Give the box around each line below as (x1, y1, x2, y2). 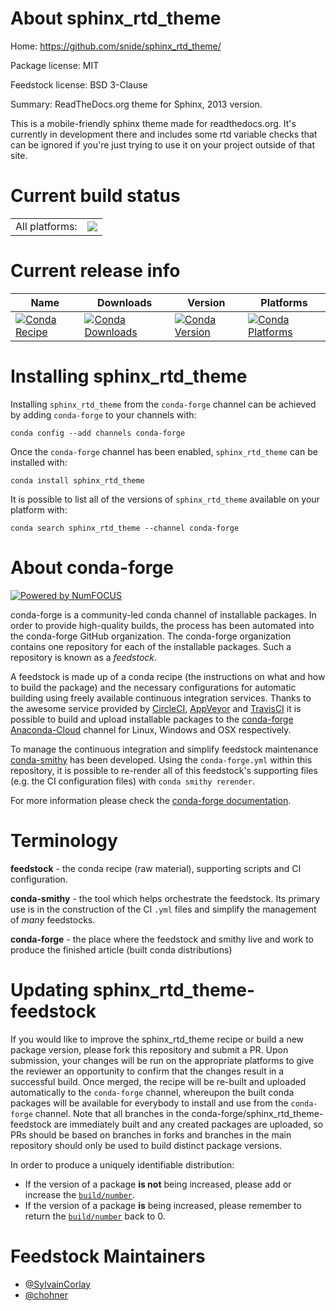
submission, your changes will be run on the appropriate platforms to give (10, 1054, 315, 1066)
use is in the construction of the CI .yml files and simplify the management (10, 903, 317, 915)
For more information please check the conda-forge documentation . (10, 794, 292, 806)
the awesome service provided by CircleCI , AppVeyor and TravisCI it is (10, 702, 302, 714)
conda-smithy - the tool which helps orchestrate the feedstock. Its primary (10, 892, 321, 904)
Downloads (96, 295, 153, 309)
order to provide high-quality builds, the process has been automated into (10, 619, 315, 631)
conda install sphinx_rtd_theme (10, 475, 145, 486)
